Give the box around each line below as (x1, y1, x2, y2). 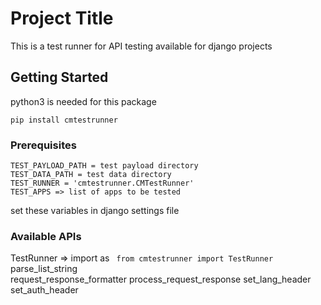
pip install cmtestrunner (10, 115, 118, 125)
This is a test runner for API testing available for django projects (10, 40, 273, 52)
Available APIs (10, 229, 82, 243)
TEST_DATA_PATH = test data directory (10, 170, 172, 180)
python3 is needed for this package (10, 95, 157, 107)
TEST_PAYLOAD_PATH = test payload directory (10, 161, 199, 171)
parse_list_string (10, 263, 78, 275)
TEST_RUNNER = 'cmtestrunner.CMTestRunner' (10, 178, 195, 189)
